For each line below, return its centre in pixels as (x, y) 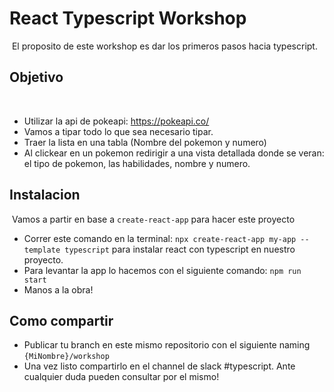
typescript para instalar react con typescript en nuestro (180, 249)
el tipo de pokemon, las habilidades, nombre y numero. (137, 163)
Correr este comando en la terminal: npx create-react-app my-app (160, 238)
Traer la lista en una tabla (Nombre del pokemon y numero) (145, 142)
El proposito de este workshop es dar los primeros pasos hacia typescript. (164, 46)
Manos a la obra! (58, 289)
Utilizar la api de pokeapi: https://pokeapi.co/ (116, 121)
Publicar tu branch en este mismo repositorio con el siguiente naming (167, 345)
